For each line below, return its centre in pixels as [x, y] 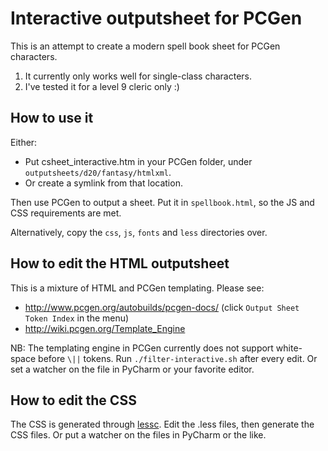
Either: [24, 142]
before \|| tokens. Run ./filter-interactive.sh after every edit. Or [178, 358]
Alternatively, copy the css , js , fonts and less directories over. [139, 232]
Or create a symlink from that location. [103, 183]
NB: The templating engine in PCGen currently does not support [142, 348]
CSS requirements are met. [66, 213]
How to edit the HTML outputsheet [120, 263]
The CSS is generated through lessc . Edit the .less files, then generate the [162, 424]
